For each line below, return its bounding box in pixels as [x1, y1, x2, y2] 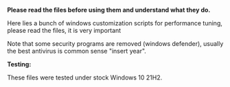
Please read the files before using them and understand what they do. [7, 6, 211, 14]
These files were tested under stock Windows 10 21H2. [7, 73, 163, 82]
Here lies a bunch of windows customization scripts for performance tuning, [7, 19, 223, 27]
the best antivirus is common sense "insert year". [7, 47, 146, 55]
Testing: [7, 60, 32, 68]
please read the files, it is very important [7, 27, 122, 34]
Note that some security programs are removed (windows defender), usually [7, 40, 224, 47]
